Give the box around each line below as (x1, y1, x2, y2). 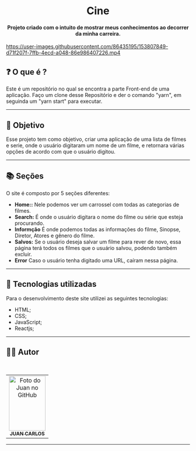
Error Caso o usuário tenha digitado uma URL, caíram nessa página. (14, 256, 178, 263)
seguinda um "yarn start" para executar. (6, 98, 103, 105)
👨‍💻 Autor (6, 347, 40, 357)
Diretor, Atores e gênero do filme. (14, 232, 95, 239)
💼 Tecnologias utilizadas (6, 279, 97, 289)
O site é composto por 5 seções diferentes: (6, 189, 110, 196)
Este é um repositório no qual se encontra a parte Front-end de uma (6, 85, 170, 92)
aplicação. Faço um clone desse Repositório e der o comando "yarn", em (6, 92, 182, 99)
